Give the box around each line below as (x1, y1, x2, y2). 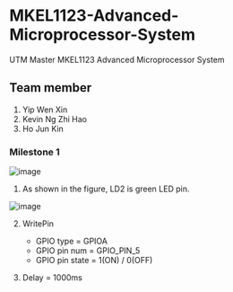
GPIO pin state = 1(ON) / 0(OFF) (35, 255, 153, 266)
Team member (9, 80, 92, 95)
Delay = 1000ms (22, 272, 82, 283)
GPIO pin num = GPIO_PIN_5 (35, 245, 141, 256)
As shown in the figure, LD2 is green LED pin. (22, 183, 190, 194)
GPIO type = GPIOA (35, 235, 108, 247)
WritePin (22, 218, 55, 229)
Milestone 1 (9, 146, 60, 158)
